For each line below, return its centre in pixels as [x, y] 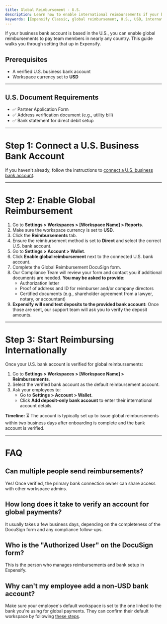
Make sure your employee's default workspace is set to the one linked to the [83, 606]
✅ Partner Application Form [41, 109]
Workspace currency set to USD [45, 77]
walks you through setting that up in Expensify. [53, 44]
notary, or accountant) [43, 299]
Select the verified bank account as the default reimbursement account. [86, 384]
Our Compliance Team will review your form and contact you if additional [87, 272]
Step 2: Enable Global [50, 200]
